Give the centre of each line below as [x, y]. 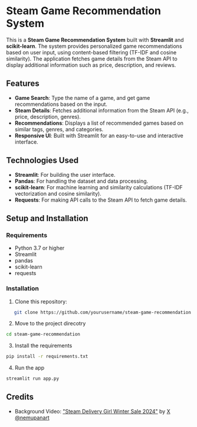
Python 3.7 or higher [40, 248]
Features [23, 84]
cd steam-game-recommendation [43, 334]
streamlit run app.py [33, 379]
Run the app [29, 368]
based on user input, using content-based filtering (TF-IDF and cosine [91, 52]
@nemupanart [32, 418]
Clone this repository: [41, 301]
